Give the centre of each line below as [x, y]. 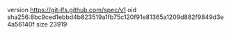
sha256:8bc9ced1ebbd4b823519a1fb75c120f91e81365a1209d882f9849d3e [115, 17]
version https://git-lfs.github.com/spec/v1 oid [72, 10]
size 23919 [51, 24]
